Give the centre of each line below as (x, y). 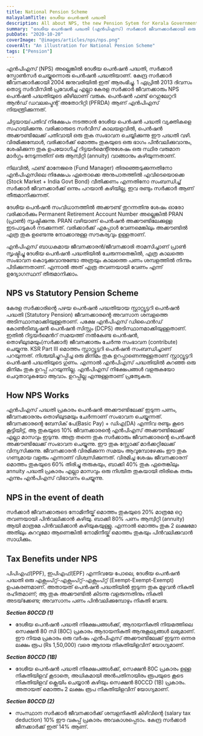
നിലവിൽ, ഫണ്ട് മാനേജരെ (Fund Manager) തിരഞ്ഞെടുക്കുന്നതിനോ (89, 168)
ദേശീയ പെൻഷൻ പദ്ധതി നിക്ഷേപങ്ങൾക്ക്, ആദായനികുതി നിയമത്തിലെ (104, 624)
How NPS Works (38, 395)
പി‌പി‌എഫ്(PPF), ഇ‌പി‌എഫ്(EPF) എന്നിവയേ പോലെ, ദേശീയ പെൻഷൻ (93, 573)
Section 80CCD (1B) (32, 657)
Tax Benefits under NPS (52, 559)
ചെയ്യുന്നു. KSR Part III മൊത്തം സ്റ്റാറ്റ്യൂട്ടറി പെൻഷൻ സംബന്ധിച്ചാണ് (89, 348)
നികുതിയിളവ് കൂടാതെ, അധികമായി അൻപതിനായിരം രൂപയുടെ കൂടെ (99, 675)
